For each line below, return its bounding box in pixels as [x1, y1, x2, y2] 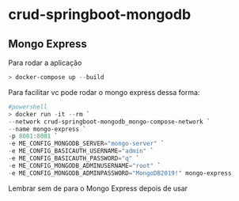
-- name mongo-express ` [8, 125, 87, 133]
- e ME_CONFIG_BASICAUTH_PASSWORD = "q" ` [8, 154, 140, 162]
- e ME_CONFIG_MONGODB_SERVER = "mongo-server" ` [8, 140, 165, 148]
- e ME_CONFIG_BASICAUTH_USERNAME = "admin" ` [8, 147, 154, 155]
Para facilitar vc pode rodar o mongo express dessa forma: [8, 87, 200, 97]
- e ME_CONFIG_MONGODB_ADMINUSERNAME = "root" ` [8, 161, 161, 169]
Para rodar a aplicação [8, 58, 82, 67]
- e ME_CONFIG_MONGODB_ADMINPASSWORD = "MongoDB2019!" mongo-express [8, 169, 232, 177]
